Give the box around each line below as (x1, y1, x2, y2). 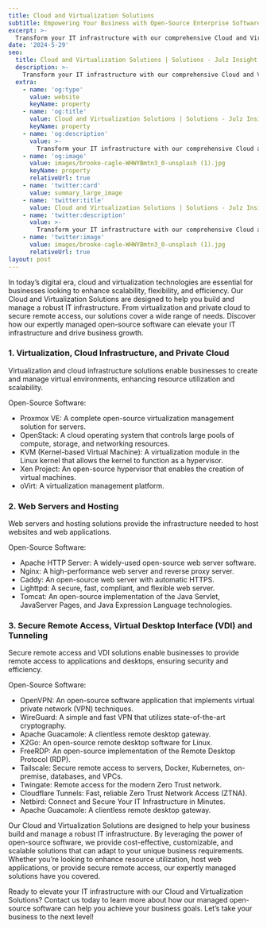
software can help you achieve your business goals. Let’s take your (33, 903, 253, 914)
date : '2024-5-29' (8, 41, 69, 49)
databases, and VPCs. (50, 771, 123, 781)
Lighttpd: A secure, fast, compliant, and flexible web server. (19, 583, 215, 593)
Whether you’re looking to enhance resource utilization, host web (8, 855, 222, 864)
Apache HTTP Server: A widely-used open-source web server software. (19, 558, 257, 568)
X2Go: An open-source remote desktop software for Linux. (19, 738, 213, 748)
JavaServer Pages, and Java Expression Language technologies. (19, 601, 233, 610)
